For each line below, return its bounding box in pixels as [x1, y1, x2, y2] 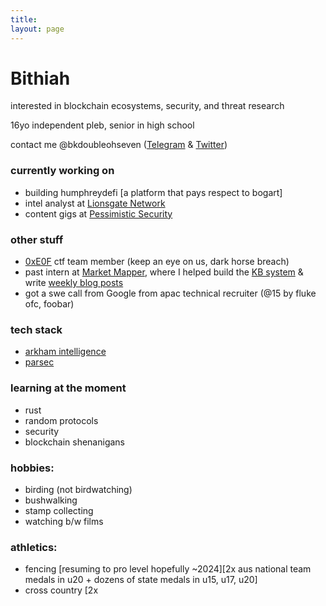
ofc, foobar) [24, 298, 75, 310]
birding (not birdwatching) [24, 483, 133, 495]
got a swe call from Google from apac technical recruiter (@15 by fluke [24, 287, 317, 300]
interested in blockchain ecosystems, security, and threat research [10, 100, 285, 112]
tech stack [10, 322, 63, 336]
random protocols [24, 414, 99, 426]
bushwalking [24, 494, 78, 506]
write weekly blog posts [24, 277, 124, 289]
